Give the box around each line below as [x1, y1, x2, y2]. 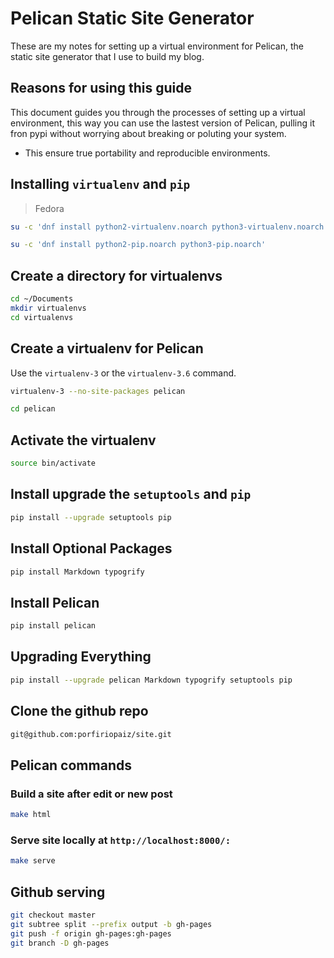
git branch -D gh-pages [10, 938, 110, 948]
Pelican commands [10, 757, 132, 774]
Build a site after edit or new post [10, 787, 173, 801]
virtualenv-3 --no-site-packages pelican [10, 386, 186, 396]
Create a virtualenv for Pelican [10, 340, 204, 357]
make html [10, 810, 52, 820]
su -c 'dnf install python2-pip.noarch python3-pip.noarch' [10, 240, 267, 250]
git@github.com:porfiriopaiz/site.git [10, 729, 172, 739]
